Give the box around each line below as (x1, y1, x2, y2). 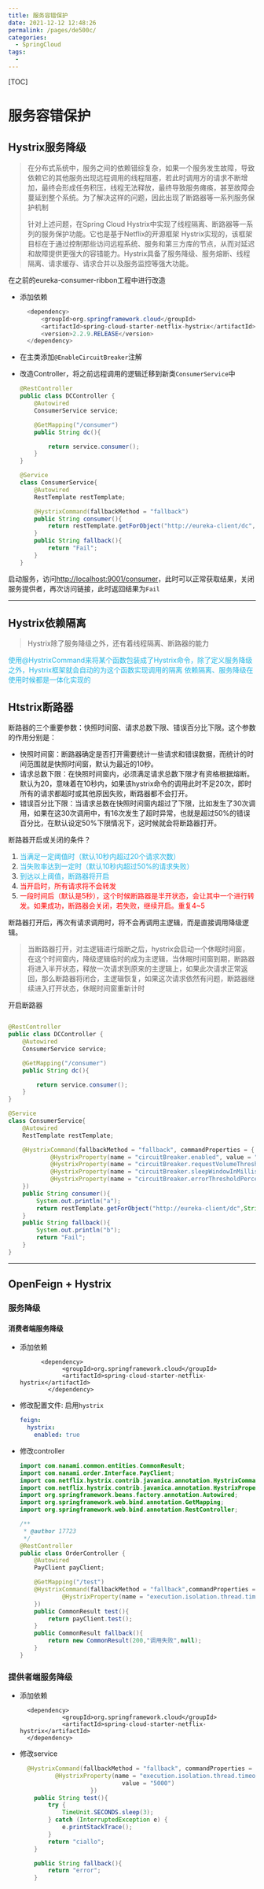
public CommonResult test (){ (34, 1607, 130, 1615)
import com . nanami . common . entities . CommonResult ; (19, 1461, 186, 1469)
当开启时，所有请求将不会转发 (19, 881, 116, 891)
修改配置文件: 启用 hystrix (19, 1401, 104, 1410)
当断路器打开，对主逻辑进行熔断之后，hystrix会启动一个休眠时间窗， (27, 944, 250, 954)
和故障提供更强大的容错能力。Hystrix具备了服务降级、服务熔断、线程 (27, 249, 251, 258)
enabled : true (34, 1431, 80, 1439)
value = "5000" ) (121, 1779, 175, 1787)
